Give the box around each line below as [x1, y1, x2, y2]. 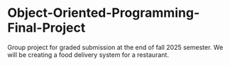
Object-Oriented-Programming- [7, 5, 200, 21]
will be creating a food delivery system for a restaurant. [7, 51, 169, 59]
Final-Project [7, 20, 86, 36]
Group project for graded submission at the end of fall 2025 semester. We [7, 43, 224, 51]
